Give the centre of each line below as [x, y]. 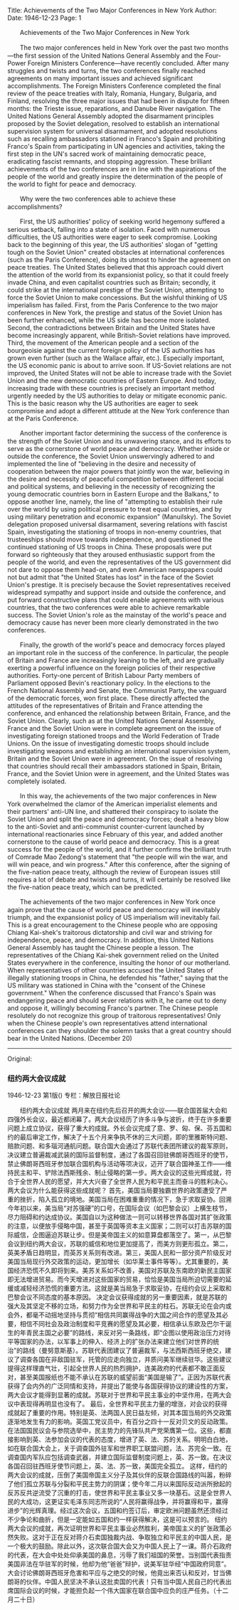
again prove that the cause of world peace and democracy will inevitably [114, 910]
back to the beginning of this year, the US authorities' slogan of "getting [113, 244]
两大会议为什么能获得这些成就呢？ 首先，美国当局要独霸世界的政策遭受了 [114, 1190]
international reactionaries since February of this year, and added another [115, 834]
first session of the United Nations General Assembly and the [114, 55]
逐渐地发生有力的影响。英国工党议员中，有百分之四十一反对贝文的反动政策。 [119, 1421]
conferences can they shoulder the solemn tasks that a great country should [119, 1031]
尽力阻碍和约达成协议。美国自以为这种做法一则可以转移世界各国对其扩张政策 [119, 1217]
